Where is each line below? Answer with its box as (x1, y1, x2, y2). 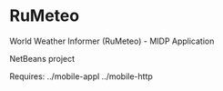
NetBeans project (9, 53, 76, 64)
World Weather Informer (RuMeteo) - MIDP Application (9, 35, 215, 46)
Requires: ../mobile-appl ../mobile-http (9, 70, 153, 82)
